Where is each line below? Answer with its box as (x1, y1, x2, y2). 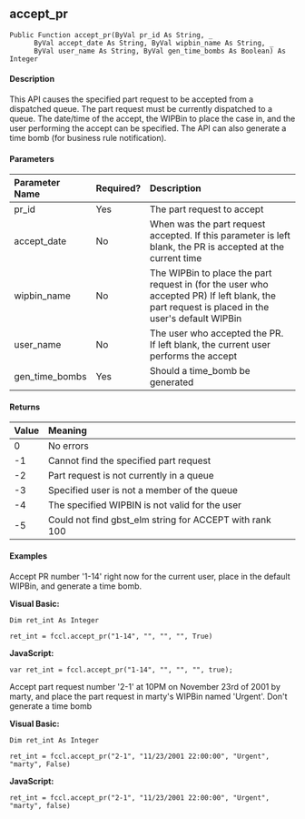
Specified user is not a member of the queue (48, 484, 239, 497)
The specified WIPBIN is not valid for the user (48, 499, 242, 511)
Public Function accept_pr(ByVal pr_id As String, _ (9, 30, 213, 39)
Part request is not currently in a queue (48, 470, 215, 482)
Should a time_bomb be (149, 365, 251, 378)
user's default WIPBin (149, 312, 242, 325)
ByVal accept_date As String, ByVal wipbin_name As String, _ (33, 38, 274, 47)
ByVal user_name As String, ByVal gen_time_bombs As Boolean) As (33, 46, 286, 56)
